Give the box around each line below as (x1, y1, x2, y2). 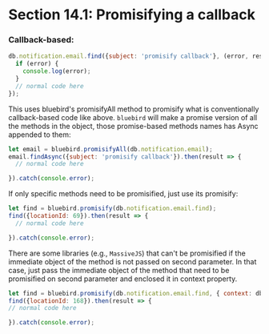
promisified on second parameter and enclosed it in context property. (8, 274, 238, 284)
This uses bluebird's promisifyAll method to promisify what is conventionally (8, 104, 259, 114)
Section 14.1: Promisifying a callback (8, 6, 256, 24)
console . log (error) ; (22, 67, 91, 75)
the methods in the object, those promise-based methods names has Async (8, 121, 259, 131)
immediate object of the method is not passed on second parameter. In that (8, 256, 257, 266)
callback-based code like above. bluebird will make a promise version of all (8, 112, 258, 122)
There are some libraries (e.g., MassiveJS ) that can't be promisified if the (8, 248, 246, 258)
